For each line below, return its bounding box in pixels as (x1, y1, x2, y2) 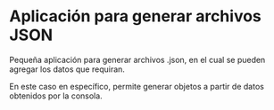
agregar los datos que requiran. (9, 64, 125, 75)
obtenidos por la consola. (9, 90, 103, 101)
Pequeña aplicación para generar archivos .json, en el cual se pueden (9, 54, 266, 65)
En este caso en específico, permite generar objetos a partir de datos (9, 81, 265, 91)
